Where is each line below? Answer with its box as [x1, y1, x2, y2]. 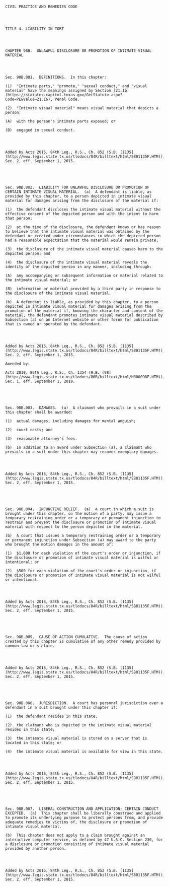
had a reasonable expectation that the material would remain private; [5, 238, 158, 243]
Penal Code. [54, 97, 80, 102]
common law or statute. [5, 643, 55, 648]
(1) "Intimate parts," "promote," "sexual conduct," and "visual [5, 84, 147, 89]
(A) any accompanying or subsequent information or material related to [5, 273, 163, 278]
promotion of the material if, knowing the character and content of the [5, 308, 163, 313]
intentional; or [5, 560, 39, 565]
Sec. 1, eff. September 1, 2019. [5, 379, 75, 384]
